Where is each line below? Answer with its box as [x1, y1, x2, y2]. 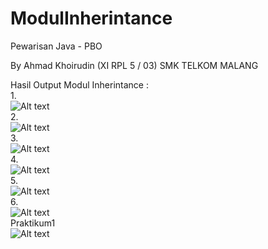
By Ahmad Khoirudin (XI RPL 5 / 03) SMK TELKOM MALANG [10, 59, 259, 71]
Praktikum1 [10, 217, 56, 229]
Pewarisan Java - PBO [10, 40, 103, 52]
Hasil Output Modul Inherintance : [10, 78, 149, 91]
